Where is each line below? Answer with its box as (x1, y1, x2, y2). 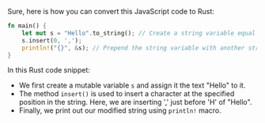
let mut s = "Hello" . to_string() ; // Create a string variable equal (21, 29, 256, 37)
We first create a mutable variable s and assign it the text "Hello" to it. (18, 80, 246, 90)
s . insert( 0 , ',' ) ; (21, 36, 82, 44)
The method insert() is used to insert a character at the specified (18, 89, 235, 99)
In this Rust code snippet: (7, 65, 90, 75)
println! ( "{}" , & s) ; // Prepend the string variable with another (21, 43, 245, 52)
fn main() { (7, 22, 47, 30)
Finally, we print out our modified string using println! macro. (18, 106, 222, 115)
